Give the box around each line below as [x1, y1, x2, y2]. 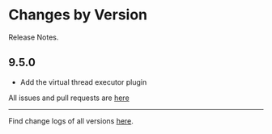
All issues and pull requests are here [8, 93, 130, 103]
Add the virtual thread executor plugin [19, 77, 147, 86]
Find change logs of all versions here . [8, 115, 134, 126]
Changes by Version [8, 6, 148, 24]
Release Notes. [8, 32, 59, 42]
